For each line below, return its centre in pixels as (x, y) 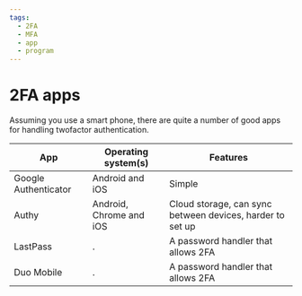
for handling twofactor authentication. (80, 130)
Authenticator (43, 189)
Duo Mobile (38, 273)
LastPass (33, 247)
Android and (118, 178)
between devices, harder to (227, 215)
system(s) (126, 163)
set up (182, 227)
